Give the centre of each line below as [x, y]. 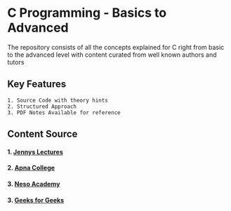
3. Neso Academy [34, 184]
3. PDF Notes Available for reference [64, 113]
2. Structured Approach [42, 107]
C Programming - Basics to [87, 13]
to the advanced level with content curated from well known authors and [112, 55]
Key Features [37, 84]
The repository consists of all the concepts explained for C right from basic [116, 47]
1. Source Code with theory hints [58, 100]
